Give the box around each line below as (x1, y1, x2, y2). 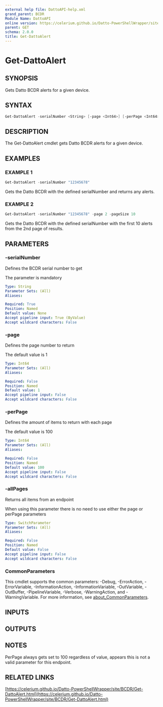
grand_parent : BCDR (5, 12, 45, 16)
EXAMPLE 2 (5, 201, 34, 208)
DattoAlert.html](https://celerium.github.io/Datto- (5, 691, 103, 697)
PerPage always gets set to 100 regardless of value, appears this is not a (5, 654, 150, 660)
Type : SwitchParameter (5, 520, 51, 525)
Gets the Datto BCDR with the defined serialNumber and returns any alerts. (5, 189, 155, 194)
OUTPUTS (5, 625, 36, 633)
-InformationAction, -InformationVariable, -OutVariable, (33, 584, 144, 590)
